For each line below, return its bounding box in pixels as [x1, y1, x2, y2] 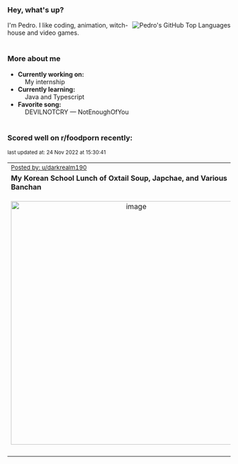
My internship [24, 77, 65, 86]
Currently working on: [17, 69, 84, 79]
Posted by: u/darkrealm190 [11, 163, 87, 171]
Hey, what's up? [7, 5, 64, 15]
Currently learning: [17, 85, 76, 94]
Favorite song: [17, 100, 62, 108]
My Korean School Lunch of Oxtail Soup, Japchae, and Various [11, 173, 228, 183]
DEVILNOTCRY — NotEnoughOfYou [24, 108, 130, 116]
